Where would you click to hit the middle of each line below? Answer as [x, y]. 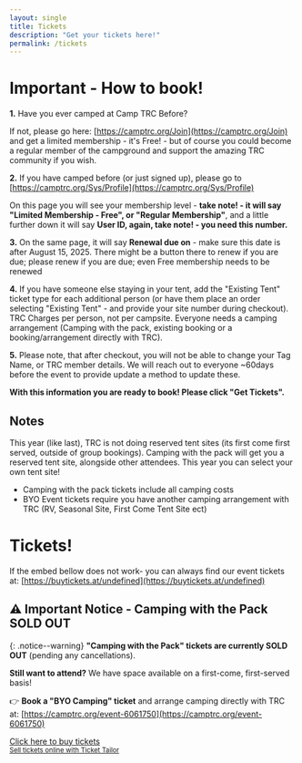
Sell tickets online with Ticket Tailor [65, 750]
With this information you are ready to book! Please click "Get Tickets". [147, 392]
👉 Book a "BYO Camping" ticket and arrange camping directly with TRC [147, 701]
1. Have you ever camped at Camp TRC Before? [99, 114]
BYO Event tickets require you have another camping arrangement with [156, 499]
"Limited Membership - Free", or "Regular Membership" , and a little [139, 215]
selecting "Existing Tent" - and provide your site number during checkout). [149, 309]
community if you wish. [53, 160]
